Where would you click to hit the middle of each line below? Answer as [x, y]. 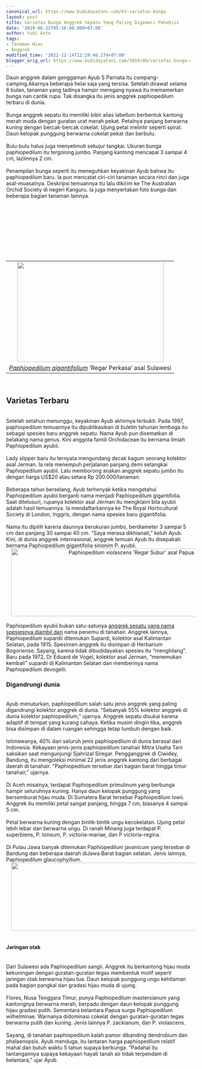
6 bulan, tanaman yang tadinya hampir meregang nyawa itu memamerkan [95, 90]
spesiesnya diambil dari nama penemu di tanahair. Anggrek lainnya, [87, 632]
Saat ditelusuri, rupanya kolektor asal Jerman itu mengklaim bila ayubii [91, 502]
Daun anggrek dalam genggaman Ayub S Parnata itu [69, 77]
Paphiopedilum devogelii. [37, 670]
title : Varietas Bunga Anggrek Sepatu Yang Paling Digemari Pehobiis [93, 22]
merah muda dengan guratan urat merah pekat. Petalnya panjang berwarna [97, 121]
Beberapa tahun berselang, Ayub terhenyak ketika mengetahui [81, 490]
